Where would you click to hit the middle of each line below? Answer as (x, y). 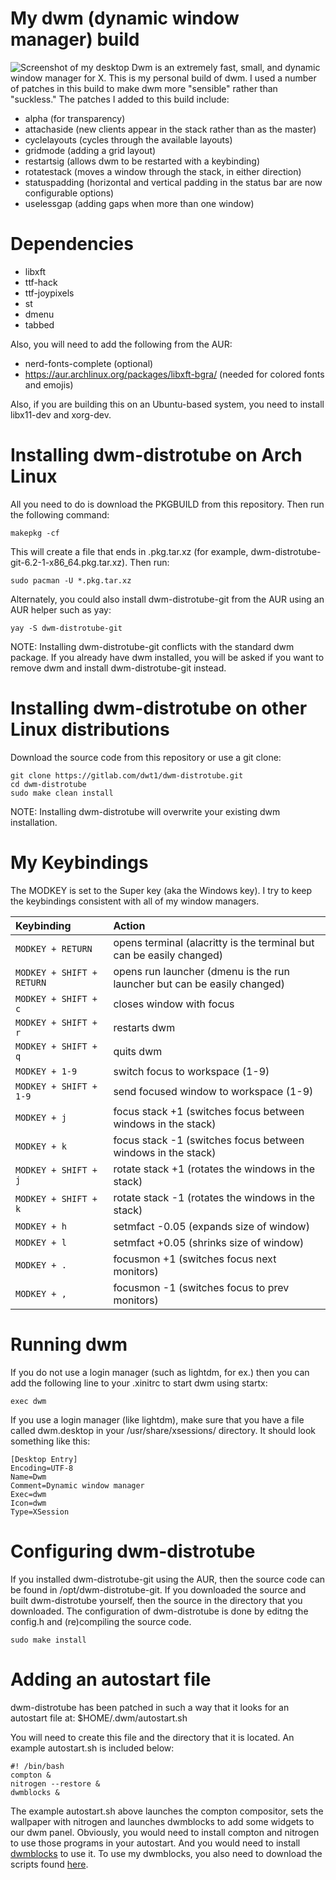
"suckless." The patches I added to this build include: (120, 99)
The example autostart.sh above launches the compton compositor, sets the (167, 1811)
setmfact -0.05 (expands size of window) (211, 1226)
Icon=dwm (28, 1503)
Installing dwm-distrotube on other (159, 708)
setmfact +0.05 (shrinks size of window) (209, 1242)
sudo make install (48, 1640)
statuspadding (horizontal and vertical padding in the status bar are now (173, 182)
